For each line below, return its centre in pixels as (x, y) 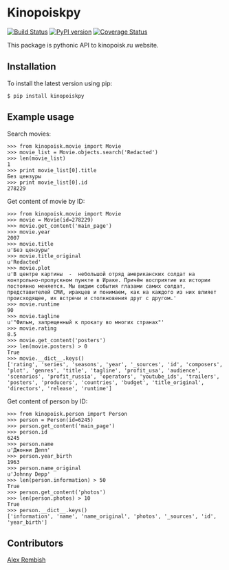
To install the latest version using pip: (60, 83)
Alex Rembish (26, 560)
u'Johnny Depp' (29, 474)
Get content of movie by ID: (46, 201)
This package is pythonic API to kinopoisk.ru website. (83, 45)
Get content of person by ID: (47, 401)
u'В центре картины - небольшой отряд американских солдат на (101, 274)
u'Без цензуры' (29, 250)
